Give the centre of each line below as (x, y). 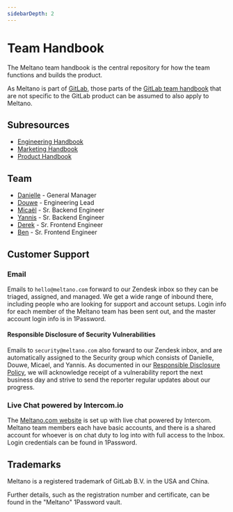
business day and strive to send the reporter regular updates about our (109, 380)
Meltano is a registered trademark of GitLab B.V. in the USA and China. (109, 481)
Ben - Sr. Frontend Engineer (57, 232)
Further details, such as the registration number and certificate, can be (109, 495)
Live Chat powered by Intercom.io (65, 405)
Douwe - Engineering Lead (56, 203)
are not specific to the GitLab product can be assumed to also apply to (108, 95)
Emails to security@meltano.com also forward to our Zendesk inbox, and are (115, 350)
